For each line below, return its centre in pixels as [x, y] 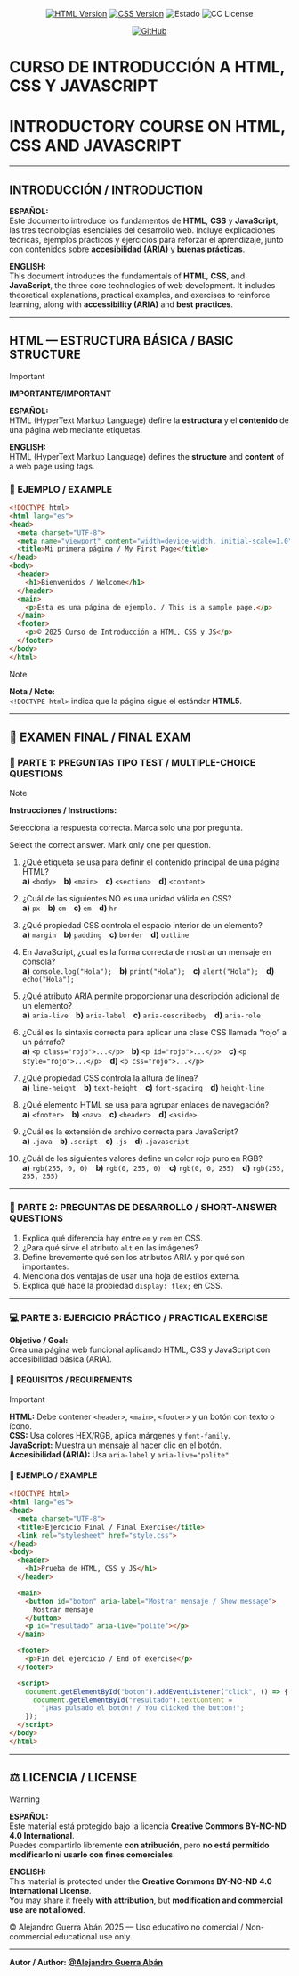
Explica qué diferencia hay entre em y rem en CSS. [112, 1238]
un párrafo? [43, 1042]
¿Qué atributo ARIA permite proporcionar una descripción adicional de [151, 996]
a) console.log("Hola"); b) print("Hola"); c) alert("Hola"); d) [148, 971]
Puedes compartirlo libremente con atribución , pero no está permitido [139, 1845]
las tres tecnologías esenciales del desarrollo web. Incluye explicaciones [142, 230]
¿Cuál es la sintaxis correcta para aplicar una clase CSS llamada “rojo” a [154, 1033]
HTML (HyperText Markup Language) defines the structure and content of [147, 456]
